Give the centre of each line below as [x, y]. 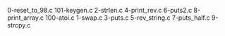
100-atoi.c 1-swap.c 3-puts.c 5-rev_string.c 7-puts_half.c [128, 18]
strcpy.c [19, 25]
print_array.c [26, 18]
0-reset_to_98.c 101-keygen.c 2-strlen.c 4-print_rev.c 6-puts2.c [100, 10]
